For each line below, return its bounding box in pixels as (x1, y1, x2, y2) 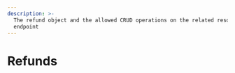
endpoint (13, 23, 39, 30)
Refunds (7, 53, 58, 69)
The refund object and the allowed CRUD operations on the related (13, 17, 215, 24)
